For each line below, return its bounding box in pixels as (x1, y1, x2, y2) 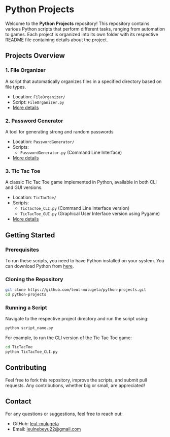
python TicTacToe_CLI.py (5, 349, 58, 354)
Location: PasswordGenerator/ (12, 139, 75, 145)
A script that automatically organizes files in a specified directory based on (5, 78, 162, 85)
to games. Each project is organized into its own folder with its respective (5, 31, 158, 37)
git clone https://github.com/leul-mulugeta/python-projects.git (5, 287, 146, 292)
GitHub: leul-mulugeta (12, 420, 59, 426)
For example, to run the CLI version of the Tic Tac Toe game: (5, 335, 132, 341)
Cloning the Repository (5, 276, 63, 283)
